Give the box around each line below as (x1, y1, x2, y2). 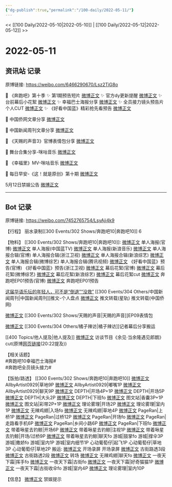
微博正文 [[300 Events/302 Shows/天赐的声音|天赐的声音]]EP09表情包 (5, 312, 153, 319)
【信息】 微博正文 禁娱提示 (5, 476, 62, 482)
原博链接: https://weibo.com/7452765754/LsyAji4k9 (5, 217, 115, 223)
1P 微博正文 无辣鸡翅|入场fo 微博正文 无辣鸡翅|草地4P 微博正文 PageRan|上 (5, 407, 163, 414)
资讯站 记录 (5, 67, 41, 76)
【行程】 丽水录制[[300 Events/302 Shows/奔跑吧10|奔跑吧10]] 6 (5, 228, 142, 234)
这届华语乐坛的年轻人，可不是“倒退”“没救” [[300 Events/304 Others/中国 (5, 289, 159, 295)
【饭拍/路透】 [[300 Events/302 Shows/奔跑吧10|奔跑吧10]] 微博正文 (5, 376, 149, 382)
